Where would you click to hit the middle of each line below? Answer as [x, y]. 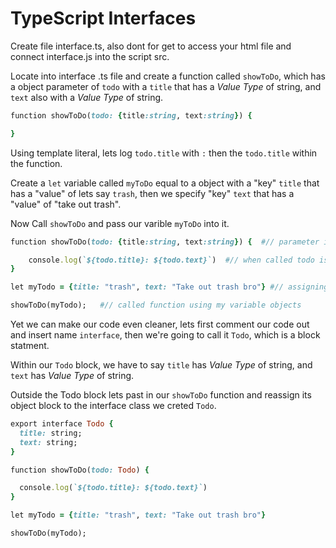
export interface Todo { [62, 424]
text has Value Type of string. [72, 376]
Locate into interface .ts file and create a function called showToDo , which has [168, 76]
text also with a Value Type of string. [87, 97]
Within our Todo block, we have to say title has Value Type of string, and [161, 365]
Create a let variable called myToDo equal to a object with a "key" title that [165, 183]
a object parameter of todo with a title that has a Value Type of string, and [166, 86]
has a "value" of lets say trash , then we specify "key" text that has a [152, 193]
